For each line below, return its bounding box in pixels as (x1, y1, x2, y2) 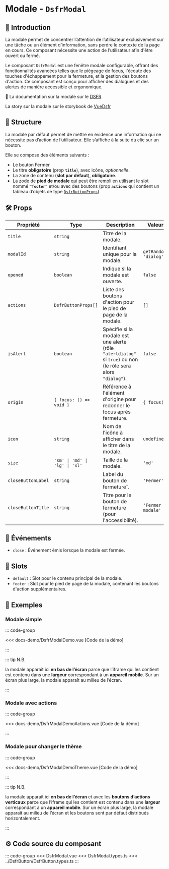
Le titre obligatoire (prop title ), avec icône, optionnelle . (12, 167, 130, 173)
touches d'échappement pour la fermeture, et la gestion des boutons (5, 73, 148, 79)
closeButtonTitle (8, 505, 49, 510)
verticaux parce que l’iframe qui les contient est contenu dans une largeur (5, 799, 160, 805)
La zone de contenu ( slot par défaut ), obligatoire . (12, 172, 117, 178)
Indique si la (103, 265, 131, 272)
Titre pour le (103, 492, 132, 499)
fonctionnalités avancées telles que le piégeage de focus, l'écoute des (5, 68, 151, 74)
